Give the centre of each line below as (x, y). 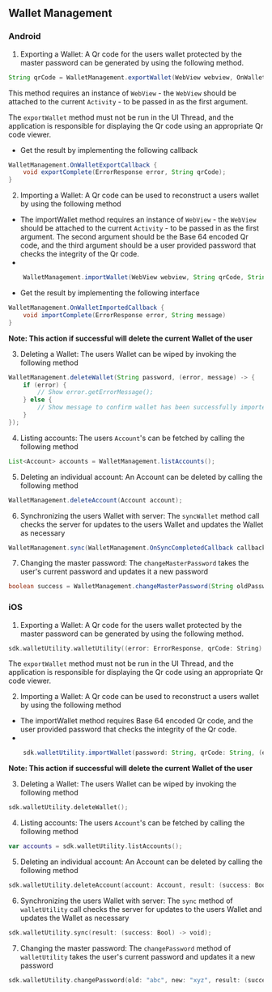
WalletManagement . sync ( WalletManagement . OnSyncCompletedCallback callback (137, 548)
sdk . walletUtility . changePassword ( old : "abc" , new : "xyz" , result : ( (128, 980)
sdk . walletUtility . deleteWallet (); (68, 808)
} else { (38, 400)
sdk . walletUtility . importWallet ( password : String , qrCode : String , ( (143, 753)
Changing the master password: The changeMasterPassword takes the (134, 563)
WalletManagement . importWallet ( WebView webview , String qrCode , (134, 278)
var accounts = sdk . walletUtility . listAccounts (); (96, 846)
